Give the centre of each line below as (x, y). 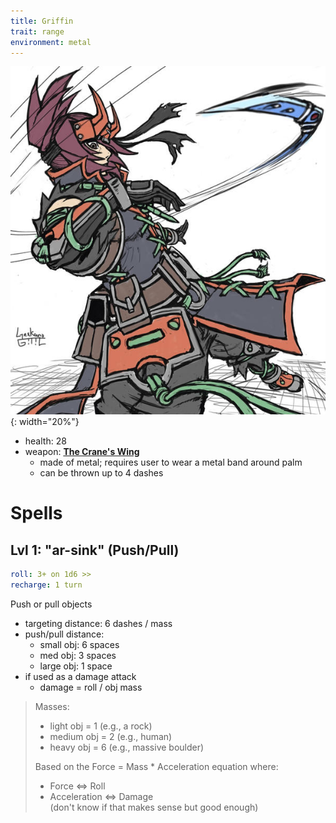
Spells (36, 513)
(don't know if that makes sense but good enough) (154, 807)
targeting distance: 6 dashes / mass (98, 624)
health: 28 (45, 441)
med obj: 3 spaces (78, 656)
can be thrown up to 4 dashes (101, 473)
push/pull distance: (64, 634)
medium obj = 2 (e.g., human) (111, 737)
